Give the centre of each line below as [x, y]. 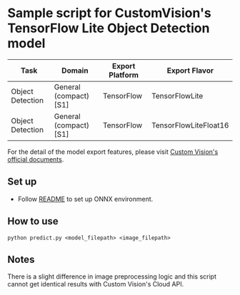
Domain [75, 71]
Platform [124, 75]
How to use [33, 221]
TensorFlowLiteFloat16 [190, 125]
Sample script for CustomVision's [110, 13]
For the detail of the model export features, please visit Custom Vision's [113, 152]
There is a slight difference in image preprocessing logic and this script [112, 276]
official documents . [36, 159]
